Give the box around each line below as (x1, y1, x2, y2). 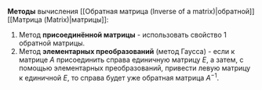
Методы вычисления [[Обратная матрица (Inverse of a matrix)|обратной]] (7, 7, 255, 16)
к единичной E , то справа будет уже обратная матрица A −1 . (18, 72, 220, 82)
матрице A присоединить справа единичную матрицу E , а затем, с (18, 55, 244, 64)
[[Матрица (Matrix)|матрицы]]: (7, 15, 109, 24)
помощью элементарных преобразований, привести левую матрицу (18, 63, 251, 73)
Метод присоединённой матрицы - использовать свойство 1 (18, 31, 227, 39)
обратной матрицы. (18, 38, 86, 48)
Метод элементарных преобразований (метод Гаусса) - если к (18, 47, 235, 56)
